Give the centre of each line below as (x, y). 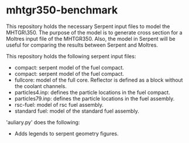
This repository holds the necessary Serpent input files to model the (88, 26)
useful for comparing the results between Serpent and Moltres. (82, 45)
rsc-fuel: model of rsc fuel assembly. (59, 104)
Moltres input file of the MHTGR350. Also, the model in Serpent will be (91, 39)
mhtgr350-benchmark (62, 10)
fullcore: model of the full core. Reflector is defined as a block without (99, 80)
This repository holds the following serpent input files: (71, 56)
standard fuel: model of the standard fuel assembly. (77, 111)
